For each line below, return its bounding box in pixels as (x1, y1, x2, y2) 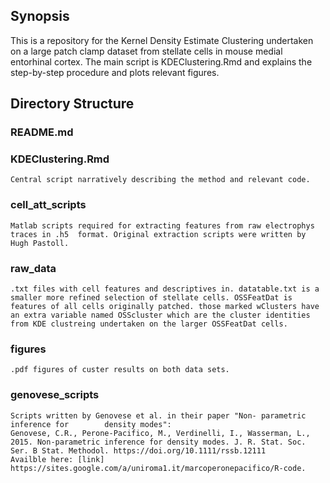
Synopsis (10, 8, 70, 25)
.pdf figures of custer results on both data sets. (10, 365, 230, 375)
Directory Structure (10, 95, 135, 113)
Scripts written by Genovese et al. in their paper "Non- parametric (10, 410, 307, 421)
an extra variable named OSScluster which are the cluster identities (10, 310, 311, 321)
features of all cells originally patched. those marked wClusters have (10, 302, 320, 312)
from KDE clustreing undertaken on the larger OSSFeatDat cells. (10, 319, 288, 329)
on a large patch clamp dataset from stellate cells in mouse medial (10, 45, 283, 57)
